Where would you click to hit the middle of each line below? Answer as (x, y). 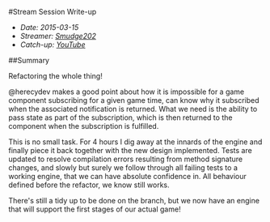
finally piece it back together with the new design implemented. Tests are (130, 150)
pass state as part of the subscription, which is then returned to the (120, 117)
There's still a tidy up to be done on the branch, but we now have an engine (134, 201)
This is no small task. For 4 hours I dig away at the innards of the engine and (135, 142)
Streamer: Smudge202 (58, 36)
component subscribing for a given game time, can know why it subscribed (134, 100)
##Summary (29, 60)
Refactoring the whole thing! (55, 76)
